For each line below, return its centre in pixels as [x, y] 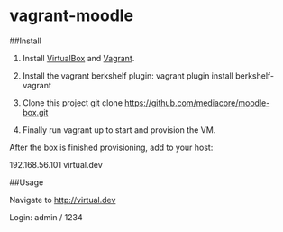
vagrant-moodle [71, 16]
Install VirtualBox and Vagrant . [78, 58]
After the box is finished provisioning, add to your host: [111, 147]
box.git [35, 112]
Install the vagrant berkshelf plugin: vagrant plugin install [128, 75]
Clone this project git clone [73, 102]
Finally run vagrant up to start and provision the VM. [119, 130]
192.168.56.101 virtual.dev [56, 164]
